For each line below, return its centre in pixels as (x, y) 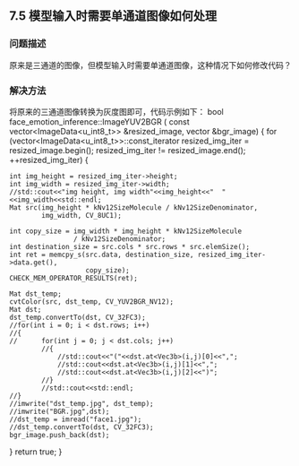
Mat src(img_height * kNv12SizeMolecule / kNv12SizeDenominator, (133, 207)
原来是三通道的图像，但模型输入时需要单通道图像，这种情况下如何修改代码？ (150, 65)
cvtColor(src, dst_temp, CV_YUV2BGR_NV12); (92, 302)
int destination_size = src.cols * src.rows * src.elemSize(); (130, 246)
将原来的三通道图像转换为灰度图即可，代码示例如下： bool (116, 111)
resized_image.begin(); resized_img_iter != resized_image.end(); (128, 150)
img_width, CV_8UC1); (82, 215)
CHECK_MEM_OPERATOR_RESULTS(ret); (74, 278)
